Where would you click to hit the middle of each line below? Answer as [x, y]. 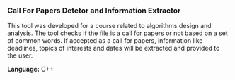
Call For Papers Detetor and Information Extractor [94, 11]
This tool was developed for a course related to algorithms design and [109, 26]
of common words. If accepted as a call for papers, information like [105, 41]
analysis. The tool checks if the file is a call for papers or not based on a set [117, 33]
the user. [20, 55]
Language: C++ [31, 69]
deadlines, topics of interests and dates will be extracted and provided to [114, 48]
